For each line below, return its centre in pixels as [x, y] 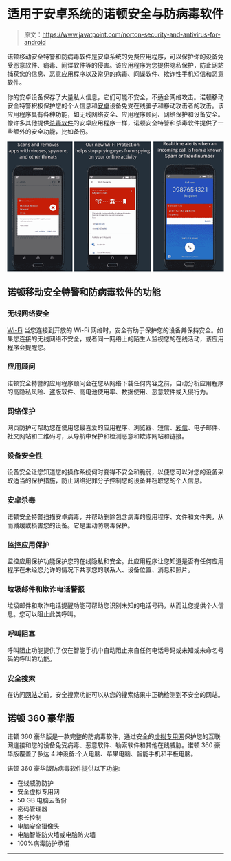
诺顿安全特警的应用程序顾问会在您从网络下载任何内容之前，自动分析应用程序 [115, 383]
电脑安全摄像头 [38, 826]
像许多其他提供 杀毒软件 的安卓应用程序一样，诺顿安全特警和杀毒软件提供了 [112, 123]
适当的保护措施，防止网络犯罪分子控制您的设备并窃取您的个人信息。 [109, 480]
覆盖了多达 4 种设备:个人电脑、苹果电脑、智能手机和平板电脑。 [108, 753]
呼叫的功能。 [37, 658]
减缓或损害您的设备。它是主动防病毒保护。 [73, 525]
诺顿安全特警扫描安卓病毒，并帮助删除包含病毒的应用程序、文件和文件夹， [112, 516]
